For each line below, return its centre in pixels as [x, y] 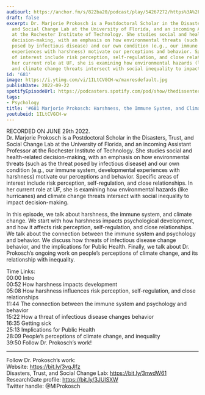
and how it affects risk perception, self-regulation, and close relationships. [100, 227]
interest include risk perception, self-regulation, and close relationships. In [100, 183]
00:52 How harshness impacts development [62, 285]
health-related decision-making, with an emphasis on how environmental [98, 157]
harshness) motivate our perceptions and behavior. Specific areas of [92, 177]
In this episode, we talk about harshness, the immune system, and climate [99, 215]
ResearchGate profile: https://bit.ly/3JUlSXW [63, 380]
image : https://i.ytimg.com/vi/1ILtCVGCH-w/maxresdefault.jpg [87, 80]
